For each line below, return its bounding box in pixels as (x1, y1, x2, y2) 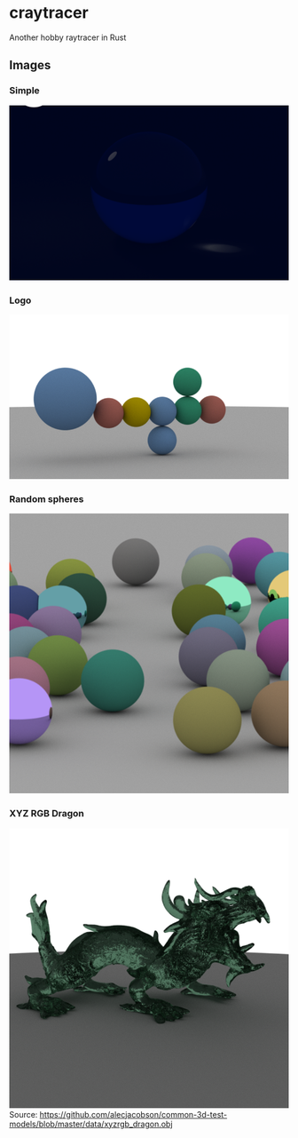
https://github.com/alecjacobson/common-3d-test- (39, 1109, 228, 1119)
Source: (9, 1109, 38, 1119)
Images (9, 58, 51, 73)
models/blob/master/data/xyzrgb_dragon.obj (9, 1118, 173, 1129)
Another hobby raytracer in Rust (9, 32, 127, 43)
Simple (9, 84, 40, 97)
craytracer (9, 3, 89, 23)
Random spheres (9, 492, 84, 505)
